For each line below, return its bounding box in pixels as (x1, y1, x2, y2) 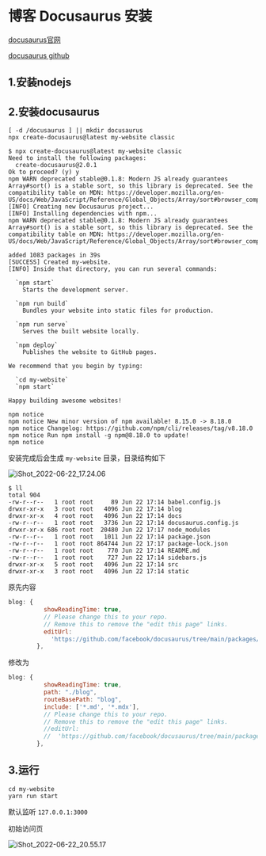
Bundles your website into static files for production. (22, 306, 215, 315)
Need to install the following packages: (8, 154, 147, 162)
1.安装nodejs (8, 76, 72, 89)
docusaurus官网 (8, 35, 61, 44)
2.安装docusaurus (8, 105, 101, 119)
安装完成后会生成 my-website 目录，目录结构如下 (8, 453, 166, 463)
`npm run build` (15, 300, 69, 308)
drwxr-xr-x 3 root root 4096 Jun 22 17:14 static (8, 568, 190, 576)
